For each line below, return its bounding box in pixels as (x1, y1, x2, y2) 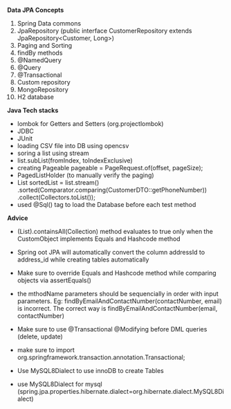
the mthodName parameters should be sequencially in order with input (17, 290, 219, 298)
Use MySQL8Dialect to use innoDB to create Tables (17, 367, 164, 374)
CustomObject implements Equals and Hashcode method (17, 235, 181, 243)
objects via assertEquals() (17, 276, 92, 284)
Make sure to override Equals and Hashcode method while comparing (17, 269, 216, 277)
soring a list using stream (17, 149, 89, 157)
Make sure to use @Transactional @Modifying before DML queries (17, 325, 207, 333)
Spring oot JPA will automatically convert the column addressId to (17, 248, 205, 256)
